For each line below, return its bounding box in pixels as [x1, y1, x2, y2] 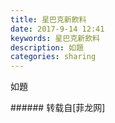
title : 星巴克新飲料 [10, 14, 87, 25]
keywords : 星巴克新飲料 [10, 33, 100, 43]
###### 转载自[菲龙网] [10, 102, 106, 114]
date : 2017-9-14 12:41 [10, 24, 105, 34]
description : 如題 [10, 42, 84, 53]
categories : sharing [10, 52, 97, 62]
